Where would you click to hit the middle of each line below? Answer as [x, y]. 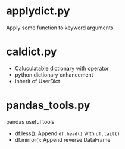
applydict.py [38, 11]
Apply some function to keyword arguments [60, 28]
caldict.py [32, 52]
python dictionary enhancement [54, 74]
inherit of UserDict [37, 81]
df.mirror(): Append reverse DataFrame [62, 139]
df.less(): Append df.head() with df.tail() [67, 133]
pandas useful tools [30, 121]
